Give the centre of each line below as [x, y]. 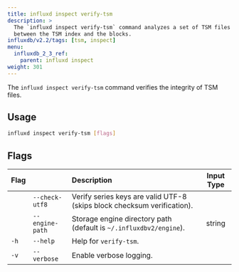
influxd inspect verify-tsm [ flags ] [62, 134]
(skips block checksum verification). [132, 206]
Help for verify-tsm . [105, 241]
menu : [15, 47]
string [216, 224]
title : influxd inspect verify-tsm [60, 14]
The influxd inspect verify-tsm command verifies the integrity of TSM [113, 87]
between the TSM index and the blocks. [73, 34]
